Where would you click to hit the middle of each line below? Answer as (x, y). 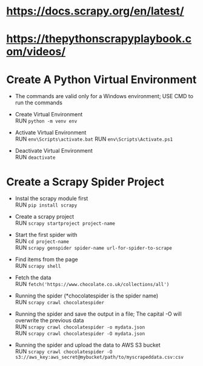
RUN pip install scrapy (46, 205)
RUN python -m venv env (46, 121)
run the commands (38, 103)
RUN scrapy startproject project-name (65, 223)
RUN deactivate (35, 157)
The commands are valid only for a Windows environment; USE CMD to (104, 96)
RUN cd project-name (42, 241)
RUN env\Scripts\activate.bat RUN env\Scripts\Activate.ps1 (94, 139)
